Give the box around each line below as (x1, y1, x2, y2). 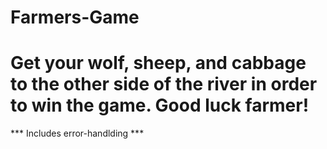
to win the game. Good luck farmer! (10, 94, 310, 117)
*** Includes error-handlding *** (10, 127, 145, 140)
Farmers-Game (10, 6, 140, 29)
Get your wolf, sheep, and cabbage (10, 52, 307, 75)
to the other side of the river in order (10, 73, 318, 96)
